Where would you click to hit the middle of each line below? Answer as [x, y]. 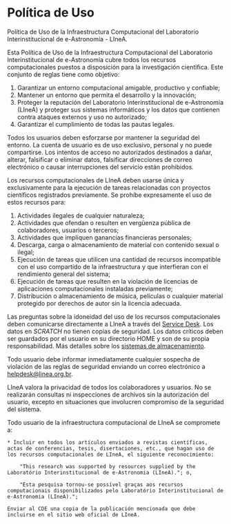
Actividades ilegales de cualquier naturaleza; [81, 216]
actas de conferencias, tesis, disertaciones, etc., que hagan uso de [111, 448]
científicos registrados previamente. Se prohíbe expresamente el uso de [109, 195]
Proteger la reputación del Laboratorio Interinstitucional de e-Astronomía [120, 102]
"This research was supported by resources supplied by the [108, 466]
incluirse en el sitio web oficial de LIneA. [73, 514]
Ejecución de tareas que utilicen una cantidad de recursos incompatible [119, 259]
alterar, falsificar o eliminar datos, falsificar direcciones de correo [100, 159]
